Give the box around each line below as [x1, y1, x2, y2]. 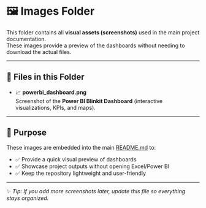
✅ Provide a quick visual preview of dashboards [15, 155, 137, 163]
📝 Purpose [6, 128, 47, 138]
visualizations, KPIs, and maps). [15, 104, 96, 111]
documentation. [6, 35, 47, 42]
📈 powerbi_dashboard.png [15, 88, 87, 96]
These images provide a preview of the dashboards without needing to [6, 42, 185, 49]
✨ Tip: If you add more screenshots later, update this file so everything [6, 187, 186, 195]
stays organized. [6, 194, 49, 202]
